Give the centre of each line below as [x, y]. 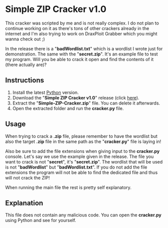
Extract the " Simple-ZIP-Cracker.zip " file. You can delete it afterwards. [86, 103]
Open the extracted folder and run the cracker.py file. [68, 108]
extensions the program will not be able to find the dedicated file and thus [81, 172]
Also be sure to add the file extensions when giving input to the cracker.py [82, 151]
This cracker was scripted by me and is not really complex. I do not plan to [82, 23]
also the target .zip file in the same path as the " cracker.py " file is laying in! [83, 141]
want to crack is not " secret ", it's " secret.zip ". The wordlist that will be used [84, 161]
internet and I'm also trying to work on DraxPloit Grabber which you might [81, 33]
